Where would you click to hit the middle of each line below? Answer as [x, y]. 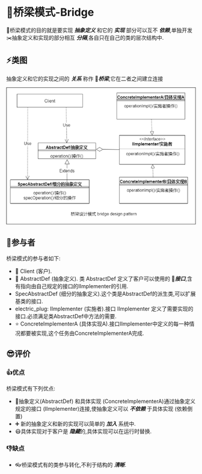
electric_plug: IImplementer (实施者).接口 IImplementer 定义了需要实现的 [104, 309]
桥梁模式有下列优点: [31, 389]
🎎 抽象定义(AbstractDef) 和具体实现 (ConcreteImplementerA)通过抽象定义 [105, 401]
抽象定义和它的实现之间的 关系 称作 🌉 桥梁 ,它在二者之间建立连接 [85, 78]
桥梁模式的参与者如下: [34, 258]
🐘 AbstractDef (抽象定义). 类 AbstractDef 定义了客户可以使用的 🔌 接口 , [101, 279]
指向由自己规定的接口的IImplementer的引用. [74, 286]
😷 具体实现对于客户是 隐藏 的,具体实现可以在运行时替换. [83, 431]
